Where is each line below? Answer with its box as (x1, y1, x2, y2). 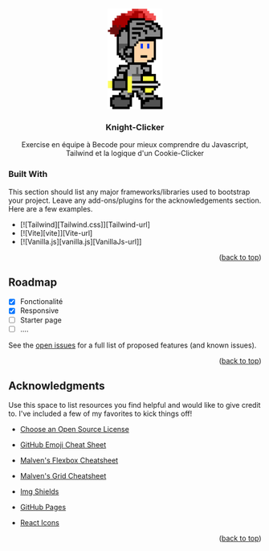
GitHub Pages (19, 503, 67, 512)
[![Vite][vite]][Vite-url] (19, 228, 93, 237)
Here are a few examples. (8, 204, 93, 213)
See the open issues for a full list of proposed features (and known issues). (8, 340, 257, 350)
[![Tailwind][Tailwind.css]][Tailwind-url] (19, 220, 151, 229)
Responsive (19, 306, 59, 315)
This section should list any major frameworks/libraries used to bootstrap (8, 187, 251, 196)
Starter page (19, 315, 62, 325)
